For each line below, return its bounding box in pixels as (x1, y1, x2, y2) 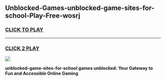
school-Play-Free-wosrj (5, 12, 81, 20)
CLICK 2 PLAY (5, 45, 40, 52)
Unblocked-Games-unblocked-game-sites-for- (5, 4, 155, 12)
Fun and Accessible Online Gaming (5, 70, 79, 76)
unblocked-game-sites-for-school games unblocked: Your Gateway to (5, 65, 153, 71)
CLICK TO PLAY (5, 27, 43, 33)
